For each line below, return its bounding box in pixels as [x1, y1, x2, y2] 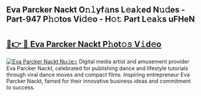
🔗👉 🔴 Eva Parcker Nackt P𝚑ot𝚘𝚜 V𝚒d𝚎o [6, 39, 162, 49]
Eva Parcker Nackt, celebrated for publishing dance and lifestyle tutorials [6, 65, 189, 71]
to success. [6, 84, 35, 91]
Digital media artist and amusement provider [78, 58, 189, 65]
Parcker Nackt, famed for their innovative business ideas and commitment [6, 77, 191, 85]
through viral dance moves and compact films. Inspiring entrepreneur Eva [6, 71, 190, 78]
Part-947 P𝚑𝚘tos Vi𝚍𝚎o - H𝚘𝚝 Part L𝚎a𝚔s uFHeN [6, 14, 196, 25]
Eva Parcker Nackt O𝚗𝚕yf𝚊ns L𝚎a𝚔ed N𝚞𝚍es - [6, 5, 186, 15]
